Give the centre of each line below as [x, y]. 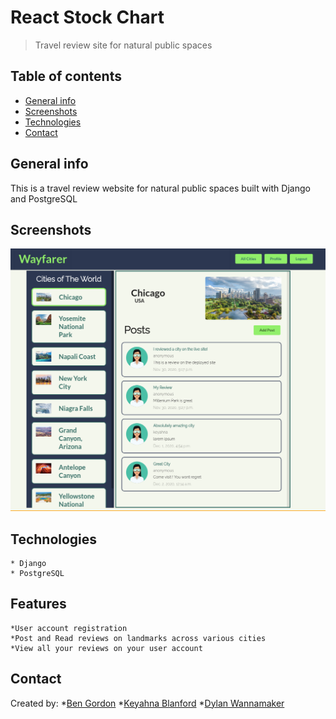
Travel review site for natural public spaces [123, 45]
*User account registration [69, 628]
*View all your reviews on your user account [106, 648]
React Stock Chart [87, 17]
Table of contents [66, 76]
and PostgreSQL [44, 198]
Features [38, 604]
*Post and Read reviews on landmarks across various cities [138, 638]
